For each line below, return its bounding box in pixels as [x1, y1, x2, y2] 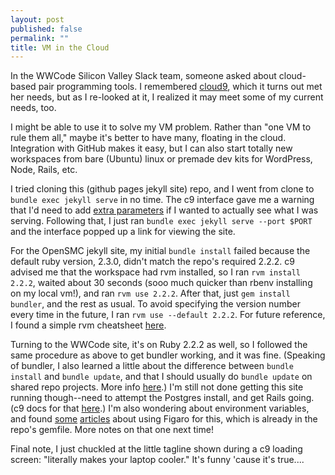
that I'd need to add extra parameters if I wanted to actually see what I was [10, 204, 319, 216]
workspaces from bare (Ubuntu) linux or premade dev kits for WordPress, [10, 153, 313, 165]
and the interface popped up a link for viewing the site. [10, 226, 236, 238]
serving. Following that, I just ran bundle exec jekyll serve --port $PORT [10, 215, 313, 227]
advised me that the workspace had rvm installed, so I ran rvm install [10, 266, 301, 278]
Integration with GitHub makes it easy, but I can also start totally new [10, 142, 293, 155]
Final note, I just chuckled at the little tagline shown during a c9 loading [10, 443, 303, 455]
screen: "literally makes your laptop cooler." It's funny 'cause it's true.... [10, 454, 305, 466]
